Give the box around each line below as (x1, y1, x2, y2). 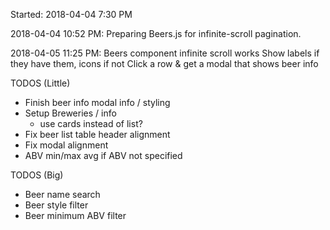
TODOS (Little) (10, 77, 71, 89)
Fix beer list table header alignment (24, 129, 171, 140)
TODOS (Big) (10, 169, 64, 181)
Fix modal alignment (24, 139, 109, 151)
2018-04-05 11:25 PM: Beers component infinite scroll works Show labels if (10, 47, 320, 59)
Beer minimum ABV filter (24, 210, 127, 221)
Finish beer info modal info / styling (24, 97, 171, 108)
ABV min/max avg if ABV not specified (24, 150, 183, 161)
